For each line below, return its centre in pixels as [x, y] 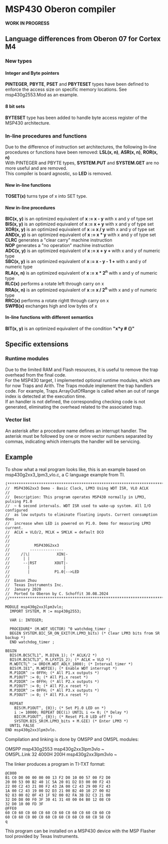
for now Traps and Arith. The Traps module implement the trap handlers [79, 386]
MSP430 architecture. [28, 123]
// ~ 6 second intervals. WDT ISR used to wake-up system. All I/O [78, 506]
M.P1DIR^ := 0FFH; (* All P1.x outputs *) [54, 673]
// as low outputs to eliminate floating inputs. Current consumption [81, 515]
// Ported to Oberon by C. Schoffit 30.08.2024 [57, 593]
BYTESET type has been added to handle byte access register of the [76, 117]
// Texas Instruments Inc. [34, 585]
